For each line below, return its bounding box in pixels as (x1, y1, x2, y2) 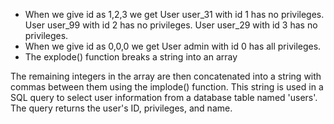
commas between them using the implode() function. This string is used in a (10, 81, 324, 93)
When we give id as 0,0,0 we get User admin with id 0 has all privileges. (24, 40, 322, 52)
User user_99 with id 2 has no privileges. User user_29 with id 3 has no (24, 19, 318, 31)
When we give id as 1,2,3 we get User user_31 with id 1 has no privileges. (24, 9, 325, 20)
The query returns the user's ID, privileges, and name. (10, 102, 233, 114)
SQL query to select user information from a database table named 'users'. (10, 92, 318, 103)
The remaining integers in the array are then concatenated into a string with (10, 70, 322, 82)
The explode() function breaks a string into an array (24, 51, 238, 63)
